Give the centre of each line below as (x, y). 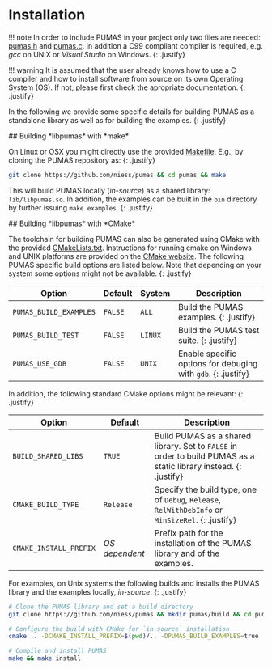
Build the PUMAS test (219, 330)
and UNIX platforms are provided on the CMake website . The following (126, 256)
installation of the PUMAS (203, 543)
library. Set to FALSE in (195, 446)
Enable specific (207, 354)
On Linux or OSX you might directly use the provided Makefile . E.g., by (126, 151)
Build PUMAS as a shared (203, 436)
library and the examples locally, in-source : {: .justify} (98, 591)
